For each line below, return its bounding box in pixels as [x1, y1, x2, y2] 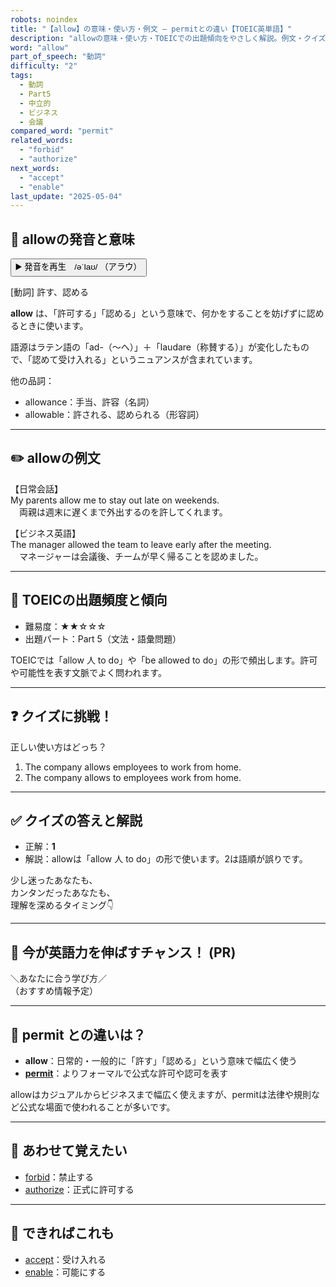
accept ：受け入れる [24, 1253, 107, 1265]
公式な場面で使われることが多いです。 [18, 1101, 176, 1113]
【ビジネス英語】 [10, 527, 81, 539]
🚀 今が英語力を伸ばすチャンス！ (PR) [10, 944, 237, 961]
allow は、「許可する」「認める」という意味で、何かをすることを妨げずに [10, 307, 307, 320]
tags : [10, 71, 33, 81]
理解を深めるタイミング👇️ [10, 899, 115, 911]
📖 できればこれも [10, 1225, 115, 1242]
